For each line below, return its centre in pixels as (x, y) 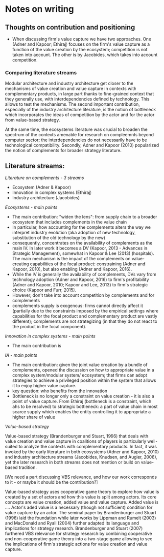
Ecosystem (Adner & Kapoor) (41, 187)
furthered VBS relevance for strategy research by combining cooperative (79, 534)
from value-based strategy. (33, 120)
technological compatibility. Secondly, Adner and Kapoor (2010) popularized (82, 145)
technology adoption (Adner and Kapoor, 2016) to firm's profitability (81, 279)
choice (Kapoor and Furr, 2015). (44, 290)
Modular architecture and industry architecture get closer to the (69, 83)
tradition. (28, 467)
